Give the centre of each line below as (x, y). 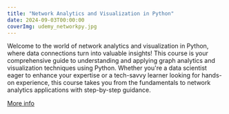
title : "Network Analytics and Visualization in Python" (91, 13)
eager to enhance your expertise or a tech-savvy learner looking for (103, 75)
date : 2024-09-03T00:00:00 (46, 20)
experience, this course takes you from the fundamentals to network (113, 83)
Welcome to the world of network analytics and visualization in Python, (108, 46)
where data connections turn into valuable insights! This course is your (108, 53)
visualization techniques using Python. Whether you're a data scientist (107, 68)
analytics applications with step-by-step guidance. (79, 90)
